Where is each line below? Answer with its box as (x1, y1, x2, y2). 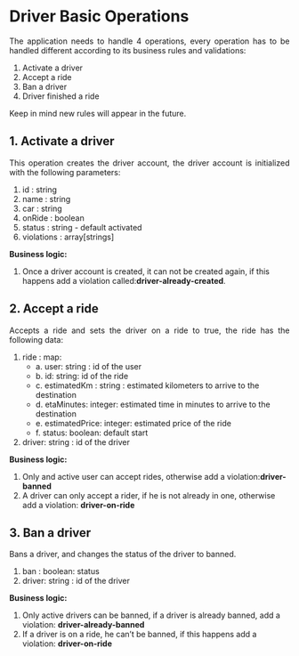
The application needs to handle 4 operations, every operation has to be (9, 36, 290, 46)
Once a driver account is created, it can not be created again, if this (21, 265, 270, 277)
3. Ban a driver (9, 525, 92, 540)
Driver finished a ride (21, 91, 100, 101)
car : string (21, 203, 62, 214)
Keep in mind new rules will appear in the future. (9, 108, 187, 118)
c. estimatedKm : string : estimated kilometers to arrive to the (35, 380, 260, 391)
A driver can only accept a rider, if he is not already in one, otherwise (21, 490, 276, 500)
